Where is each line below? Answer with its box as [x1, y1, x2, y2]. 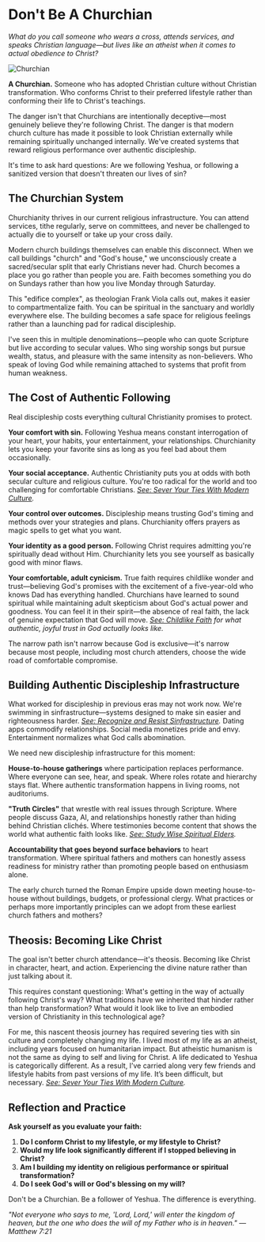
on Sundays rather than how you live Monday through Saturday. [8, 279, 216, 288]
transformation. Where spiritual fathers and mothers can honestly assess [8, 853, 246, 863]
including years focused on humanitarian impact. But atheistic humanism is [8, 1044, 253, 1054]
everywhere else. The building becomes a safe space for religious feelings [8, 310, 252, 320]
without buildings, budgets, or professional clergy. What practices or [30, 894, 254, 903]
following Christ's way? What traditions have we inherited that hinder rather [8, 995, 255, 1005]
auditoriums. [8, 789, 49, 799]
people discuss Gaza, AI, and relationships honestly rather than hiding [8, 813, 237, 822]
